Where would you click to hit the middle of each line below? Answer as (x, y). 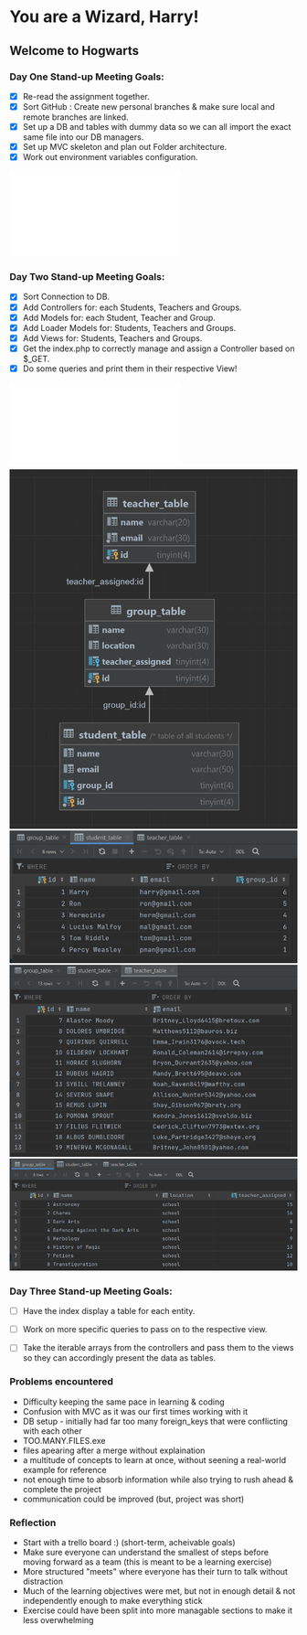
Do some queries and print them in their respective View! (130, 369)
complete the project (62, 1489)
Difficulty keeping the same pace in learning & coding (123, 1402)
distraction (43, 1581)
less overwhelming (58, 1619)
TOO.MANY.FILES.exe (64, 1440)
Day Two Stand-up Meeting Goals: (87, 277)
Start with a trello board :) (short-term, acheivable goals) (129, 1542)
